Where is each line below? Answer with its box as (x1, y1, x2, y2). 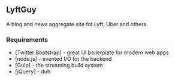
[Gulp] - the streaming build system (14, 62, 103, 69)
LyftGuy (6, 5, 37, 15)
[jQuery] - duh (14, 68, 51, 75)
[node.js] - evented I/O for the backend (14, 55, 112, 63)
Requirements (6, 35, 49, 43)
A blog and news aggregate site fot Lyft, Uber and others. (6, 20, 148, 27)
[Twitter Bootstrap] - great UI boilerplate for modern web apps (14, 49, 169, 56)
